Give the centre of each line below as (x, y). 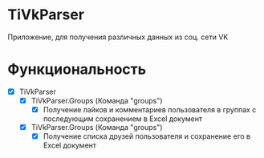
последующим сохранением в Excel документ (123, 119)
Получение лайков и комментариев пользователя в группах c (150, 109)
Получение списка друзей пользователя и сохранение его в (146, 136)
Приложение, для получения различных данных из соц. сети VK (118, 37)
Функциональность (77, 69)
